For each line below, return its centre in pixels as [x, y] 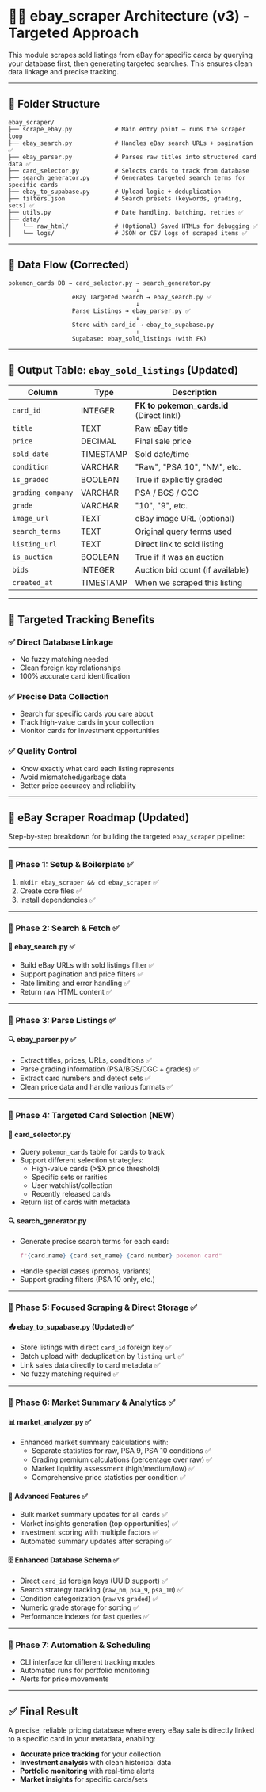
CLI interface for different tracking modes [87, 1662]
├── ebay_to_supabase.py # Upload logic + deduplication [115, 192]
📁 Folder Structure [54, 104]
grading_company [43, 493]
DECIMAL [99, 441]
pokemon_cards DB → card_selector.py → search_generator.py [110, 283]
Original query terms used [183, 531]
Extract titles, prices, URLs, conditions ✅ [85, 1060]
